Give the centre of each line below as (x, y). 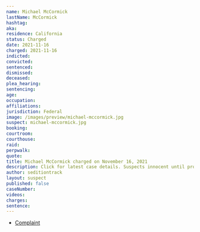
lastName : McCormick (32, 17)
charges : (17, 200)
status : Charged (26, 39)
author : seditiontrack (34, 173)
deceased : (18, 78)
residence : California (34, 34)
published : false (28, 184)
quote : (14, 156)
